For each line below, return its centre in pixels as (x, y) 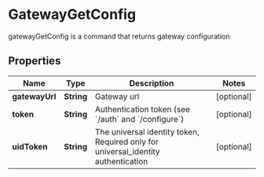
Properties (35, 61)
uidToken (30, 146)
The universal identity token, (147, 131)
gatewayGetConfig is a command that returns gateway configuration (119, 36)
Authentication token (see (143, 109)
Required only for (126, 142)
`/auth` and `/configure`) (139, 119)
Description (152, 83)
